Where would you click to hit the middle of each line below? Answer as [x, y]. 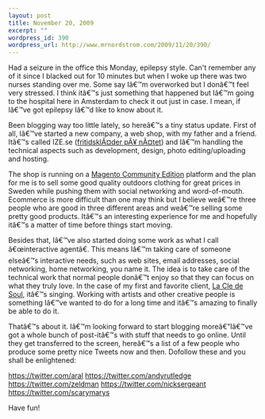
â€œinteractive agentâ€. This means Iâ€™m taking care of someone [120, 249]
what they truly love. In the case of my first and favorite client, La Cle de [126, 286]
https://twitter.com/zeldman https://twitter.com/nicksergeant [107, 384]
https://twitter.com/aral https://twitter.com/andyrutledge [100, 376]
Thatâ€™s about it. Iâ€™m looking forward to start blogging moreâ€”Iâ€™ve [131, 327]
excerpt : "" [28, 30]
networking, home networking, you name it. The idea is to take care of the [129, 269]
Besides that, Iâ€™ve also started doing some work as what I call [113, 240]
